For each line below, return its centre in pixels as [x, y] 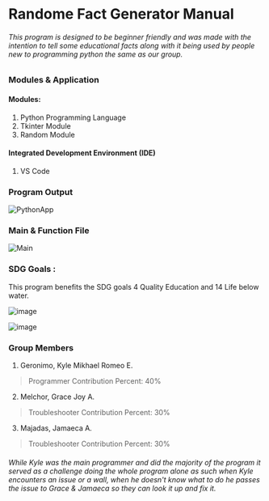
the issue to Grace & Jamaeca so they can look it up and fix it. [112, 488]
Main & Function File [49, 231]
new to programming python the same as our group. [96, 54]
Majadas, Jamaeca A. [56, 428]
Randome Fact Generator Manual [121, 14]
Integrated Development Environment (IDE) [82, 153]
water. [19, 295]
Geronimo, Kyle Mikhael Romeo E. [76, 365]
